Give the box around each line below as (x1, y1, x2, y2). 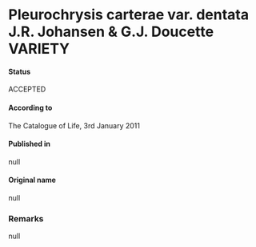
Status (8, 67, 31, 76)
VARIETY (8, 40, 70, 58)
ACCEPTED (8, 84, 46, 94)
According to (8, 103, 53, 112)
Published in (8, 139, 50, 149)
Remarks (8, 213, 44, 224)
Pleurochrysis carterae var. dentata (8, 6, 250, 24)
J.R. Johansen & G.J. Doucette (8, 22, 214, 41)
